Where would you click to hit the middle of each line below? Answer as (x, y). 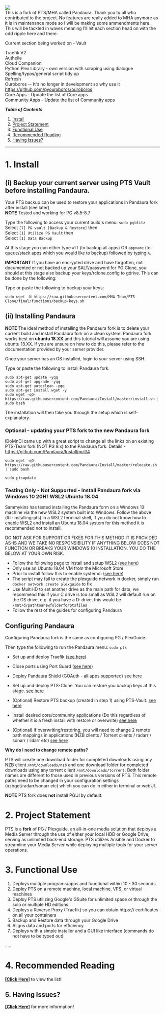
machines (22, 894)
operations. (17, 850)
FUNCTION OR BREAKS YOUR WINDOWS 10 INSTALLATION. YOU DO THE (81, 548)
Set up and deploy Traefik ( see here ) (49, 657)
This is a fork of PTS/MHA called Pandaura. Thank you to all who (71, 13)
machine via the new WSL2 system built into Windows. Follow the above (78, 512)
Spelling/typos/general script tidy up (42, 74)
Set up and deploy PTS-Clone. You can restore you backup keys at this (84, 686)
